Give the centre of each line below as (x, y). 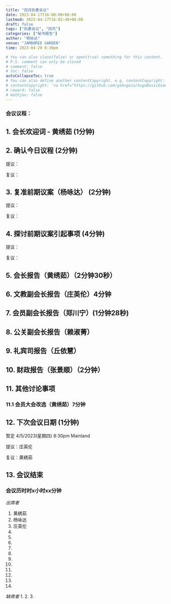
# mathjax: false (24, 95)
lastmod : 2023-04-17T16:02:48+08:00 (44, 19)
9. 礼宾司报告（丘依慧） (43, 351)
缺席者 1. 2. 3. (20, 596)
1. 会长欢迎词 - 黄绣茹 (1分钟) (50, 132)
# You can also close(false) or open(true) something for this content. (84, 57)
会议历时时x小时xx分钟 (34, 491)
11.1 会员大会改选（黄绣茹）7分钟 (46, 404)
